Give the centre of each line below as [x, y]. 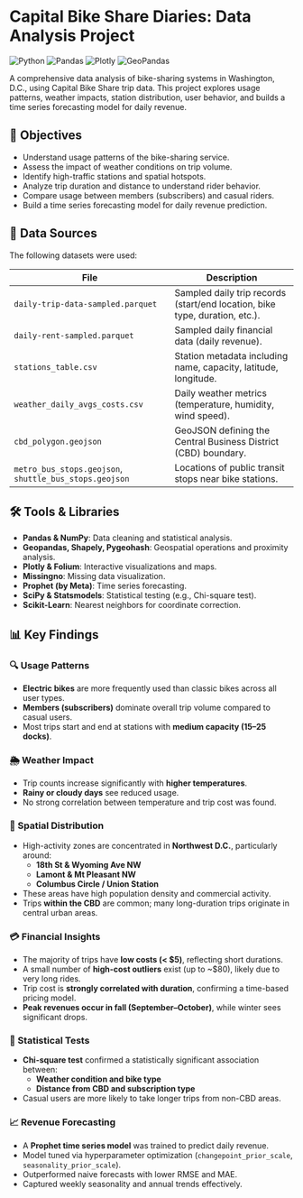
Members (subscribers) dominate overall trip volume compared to [146, 708]
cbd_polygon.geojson [58, 441]
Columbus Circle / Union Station [97, 884]
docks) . [37, 736]
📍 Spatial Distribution [57, 825]
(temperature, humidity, [225, 404]
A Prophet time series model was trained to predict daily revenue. [145, 1145]
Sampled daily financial [224, 329]
